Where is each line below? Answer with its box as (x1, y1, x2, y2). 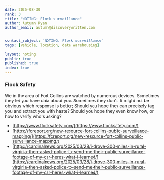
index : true (5, 65, 29, 70)
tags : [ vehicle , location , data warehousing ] (5, 43, 99, 48)
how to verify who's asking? (5, 113, 62, 119)
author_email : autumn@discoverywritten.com (5, 25, 95, 30)
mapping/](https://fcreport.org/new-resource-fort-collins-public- (12, 133, 143, 139)
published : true (5, 60, 38, 66)
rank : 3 (5, 12, 21, 17)
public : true (5, 56, 32, 61)
